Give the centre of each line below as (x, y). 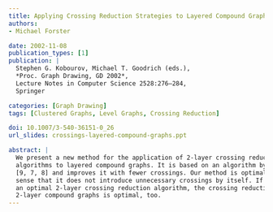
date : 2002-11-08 (38, 45)
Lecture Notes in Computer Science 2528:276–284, (101, 83)
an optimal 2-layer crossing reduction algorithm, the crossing (127, 188)
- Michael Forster (39, 31)
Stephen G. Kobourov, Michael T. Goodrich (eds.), (103, 69)
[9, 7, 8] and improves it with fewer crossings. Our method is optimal (141, 173)
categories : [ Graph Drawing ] (58, 106)
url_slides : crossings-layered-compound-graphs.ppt (97, 136)
